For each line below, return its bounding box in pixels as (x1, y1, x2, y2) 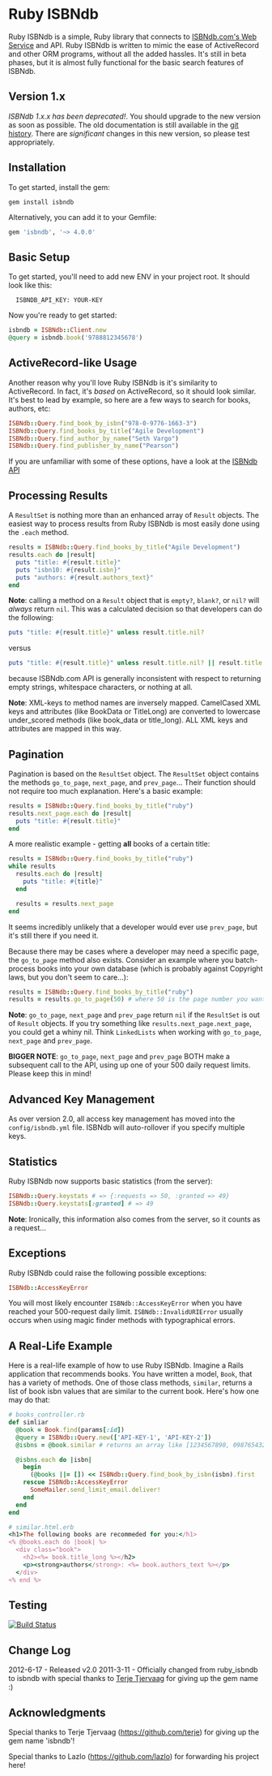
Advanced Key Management (8, 1093, 155, 1106)
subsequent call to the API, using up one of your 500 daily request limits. (8, 1060, 251, 1070)
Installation (8, 161, 66, 175)
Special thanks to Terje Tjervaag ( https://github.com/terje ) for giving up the (8, 1727, 260, 1737)
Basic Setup (8, 250, 70, 264)
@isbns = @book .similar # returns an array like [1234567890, (15, 1441, 230, 1449)
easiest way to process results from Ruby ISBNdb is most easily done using (8, 519, 261, 528)
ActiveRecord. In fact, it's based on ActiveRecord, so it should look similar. (8, 386, 257, 396)
